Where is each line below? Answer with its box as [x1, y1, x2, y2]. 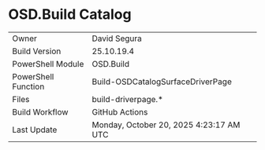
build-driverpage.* [91, 93, 163, 104]
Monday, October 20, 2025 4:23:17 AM [91, 119, 241, 130]
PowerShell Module [12, 58, 84, 69]
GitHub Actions [91, 106, 148, 117]
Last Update [12, 124, 58, 135]
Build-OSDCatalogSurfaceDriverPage [91, 76, 233, 87]
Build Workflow [12, 106, 69, 117]
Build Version [12, 46, 62, 57]
